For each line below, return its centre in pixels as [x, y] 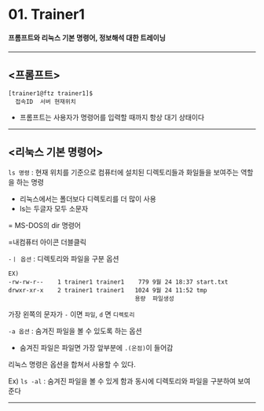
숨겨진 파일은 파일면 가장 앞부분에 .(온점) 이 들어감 [96, 348]
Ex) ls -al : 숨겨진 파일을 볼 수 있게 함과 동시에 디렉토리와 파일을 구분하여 [122, 381]
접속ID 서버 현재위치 [46, 102]
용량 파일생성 [154, 299]
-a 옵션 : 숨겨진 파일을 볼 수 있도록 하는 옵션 [75, 331]
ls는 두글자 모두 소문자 [54, 209]
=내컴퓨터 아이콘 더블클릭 [47, 242]
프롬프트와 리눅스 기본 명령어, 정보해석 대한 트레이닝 [87, 38]
